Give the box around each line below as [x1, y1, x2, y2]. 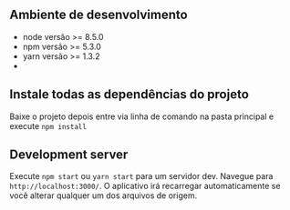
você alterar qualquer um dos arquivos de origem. [9, 190, 198, 201]
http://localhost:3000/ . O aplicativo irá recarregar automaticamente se [9, 181, 281, 192]
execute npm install [9, 120, 87, 131]
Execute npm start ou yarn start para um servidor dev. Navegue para [9, 171, 274, 182]
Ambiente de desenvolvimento [9, 7, 189, 23]
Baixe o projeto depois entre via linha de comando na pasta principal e [9, 111, 274, 122]
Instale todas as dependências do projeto [9, 86, 249, 103]
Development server [9, 147, 129, 163]
